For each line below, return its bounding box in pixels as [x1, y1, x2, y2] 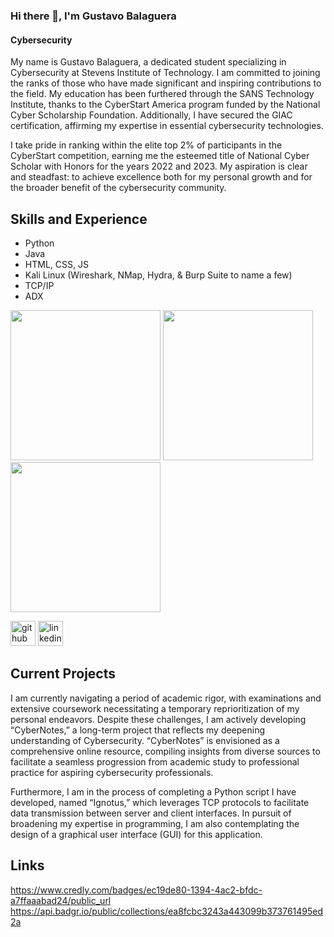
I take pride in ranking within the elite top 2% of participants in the [10, 139, 283, 151]
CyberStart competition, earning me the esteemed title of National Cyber [10, 150, 310, 162]
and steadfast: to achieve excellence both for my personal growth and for [10, 171, 313, 183]
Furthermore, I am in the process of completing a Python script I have [10, 785, 297, 798]
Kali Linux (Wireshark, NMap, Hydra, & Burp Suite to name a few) [24, 269, 293, 281]
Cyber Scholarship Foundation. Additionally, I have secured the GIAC [10, 109, 293, 121]
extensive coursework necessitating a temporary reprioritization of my [10, 702, 300, 714]
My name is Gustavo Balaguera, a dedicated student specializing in [10, 56, 287, 68]
